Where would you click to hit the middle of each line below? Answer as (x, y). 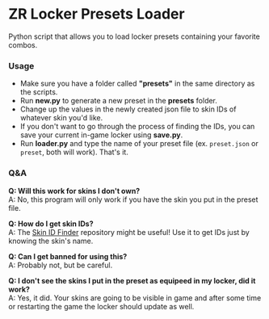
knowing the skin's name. (51, 241)
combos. (23, 44)
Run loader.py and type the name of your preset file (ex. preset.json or (139, 144)
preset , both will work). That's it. (74, 152)
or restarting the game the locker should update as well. (101, 306)
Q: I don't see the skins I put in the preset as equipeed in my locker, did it (132, 280)
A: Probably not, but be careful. (61, 265)
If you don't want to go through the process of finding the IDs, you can (137, 127)
